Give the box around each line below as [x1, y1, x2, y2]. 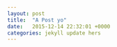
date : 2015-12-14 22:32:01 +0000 [7, 23, 111, 30]
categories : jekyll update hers [7, 29, 101, 37]
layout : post [7, 10, 45, 17]
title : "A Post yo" [7, 17, 68, 23]
